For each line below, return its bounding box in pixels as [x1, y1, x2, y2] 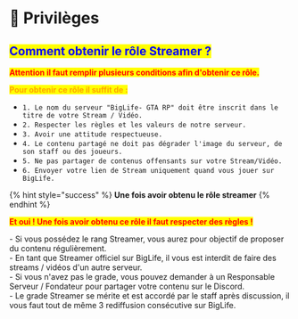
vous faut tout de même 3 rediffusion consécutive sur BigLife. [9, 300, 236, 310]
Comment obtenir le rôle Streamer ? [9, 44, 211, 59]
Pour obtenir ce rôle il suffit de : [9, 85, 128, 94]
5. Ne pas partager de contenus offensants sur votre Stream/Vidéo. [21, 157, 283, 166]
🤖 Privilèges [9, 8, 100, 29]
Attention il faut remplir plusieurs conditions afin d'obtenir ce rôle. [9, 67, 261, 78]
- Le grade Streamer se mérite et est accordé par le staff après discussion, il [9, 290, 290, 301]
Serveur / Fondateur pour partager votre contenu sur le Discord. [9, 281, 245, 291]
